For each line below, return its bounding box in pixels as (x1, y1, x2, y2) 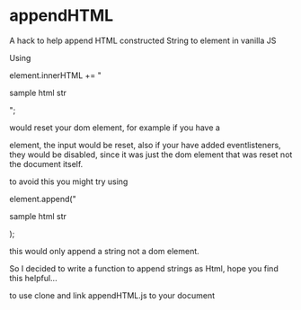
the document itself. (9, 158, 84, 169)
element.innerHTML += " (9, 69, 102, 81)
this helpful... (9, 272, 58, 283)
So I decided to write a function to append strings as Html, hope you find (9, 262, 279, 274)
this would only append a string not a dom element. (9, 245, 199, 256)
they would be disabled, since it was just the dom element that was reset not (9, 149, 293, 160)
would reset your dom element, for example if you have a (9, 122, 220, 133)
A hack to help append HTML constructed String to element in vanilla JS (9, 35, 277, 46)
